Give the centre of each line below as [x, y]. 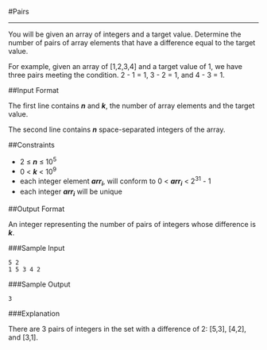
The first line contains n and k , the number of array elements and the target [132, 106]
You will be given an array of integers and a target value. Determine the [125, 34]
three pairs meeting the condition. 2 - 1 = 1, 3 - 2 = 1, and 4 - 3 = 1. [116, 75]
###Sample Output [39, 284]
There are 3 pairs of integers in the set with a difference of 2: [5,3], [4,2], [127, 329]
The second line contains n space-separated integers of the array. [117, 129]
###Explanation [34, 313]
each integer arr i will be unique [71, 192]
